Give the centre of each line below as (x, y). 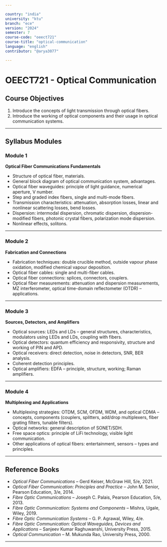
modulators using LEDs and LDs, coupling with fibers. (67, 337)
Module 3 (17, 311)
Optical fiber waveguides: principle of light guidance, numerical (77, 187)
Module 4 (17, 392)
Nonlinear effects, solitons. (40, 224)
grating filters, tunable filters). (43, 423)
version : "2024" (22, 28)
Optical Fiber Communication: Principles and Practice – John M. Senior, (86, 487)
